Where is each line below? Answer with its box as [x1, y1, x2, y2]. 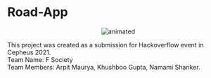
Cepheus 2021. [7, 48, 51, 56]
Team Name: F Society [7, 55, 73, 63]
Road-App [7, 4, 68, 20]
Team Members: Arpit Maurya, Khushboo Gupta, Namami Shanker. [7, 63, 200, 71]
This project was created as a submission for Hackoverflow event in [7, 40, 204, 49]
